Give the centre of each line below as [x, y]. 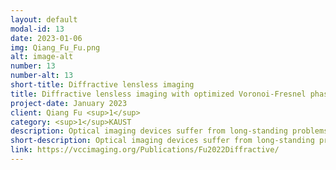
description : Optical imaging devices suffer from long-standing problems [169, 131]
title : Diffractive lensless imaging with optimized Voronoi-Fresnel [158, 94]
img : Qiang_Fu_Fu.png [55, 47]
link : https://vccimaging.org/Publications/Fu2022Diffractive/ [145, 150]
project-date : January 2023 [69, 103]
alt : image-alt [42, 57]
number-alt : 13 [42, 76]
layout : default [44, 19]
